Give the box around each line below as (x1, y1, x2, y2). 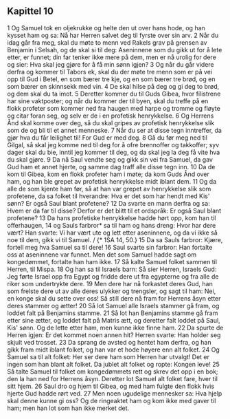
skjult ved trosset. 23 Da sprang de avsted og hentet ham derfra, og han (7, 338, 211, 346)
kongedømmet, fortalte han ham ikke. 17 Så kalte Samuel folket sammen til (7, 257, 218, 266)
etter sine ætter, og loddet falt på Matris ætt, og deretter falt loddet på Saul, (7, 316, 221, 324)
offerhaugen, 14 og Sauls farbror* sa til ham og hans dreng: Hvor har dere (7, 221, 216, 229)
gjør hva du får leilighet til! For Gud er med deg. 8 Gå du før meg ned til (7, 133, 208, 142)
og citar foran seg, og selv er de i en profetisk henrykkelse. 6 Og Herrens (7, 111, 214, 120)
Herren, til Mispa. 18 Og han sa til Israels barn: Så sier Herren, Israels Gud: (7, 265, 217, 273)
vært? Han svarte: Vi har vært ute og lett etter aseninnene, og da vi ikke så (7, 228, 218, 237)
